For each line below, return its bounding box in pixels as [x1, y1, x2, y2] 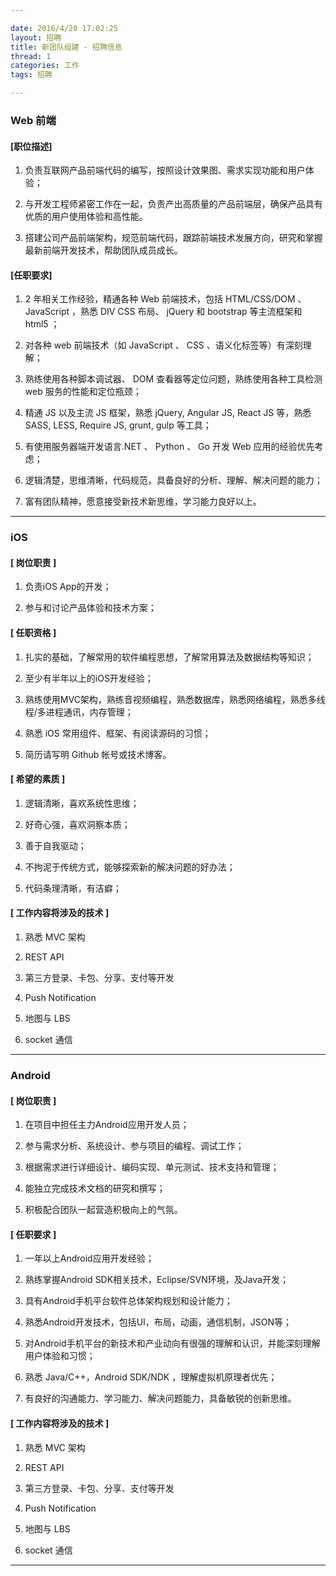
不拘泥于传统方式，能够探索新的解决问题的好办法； [24, 861, 236, 873]
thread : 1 [10, 51, 52, 61]
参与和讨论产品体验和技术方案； [24, 602, 157, 614]
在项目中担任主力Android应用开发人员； [24, 1119, 190, 1131]
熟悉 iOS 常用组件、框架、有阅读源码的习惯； [24, 727, 212, 739]
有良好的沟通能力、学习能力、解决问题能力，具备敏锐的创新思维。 [24, 1392, 297, 1405]
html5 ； [24, 318, 60, 330]
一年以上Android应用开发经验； [24, 1252, 155, 1265]
